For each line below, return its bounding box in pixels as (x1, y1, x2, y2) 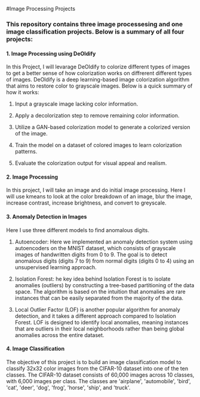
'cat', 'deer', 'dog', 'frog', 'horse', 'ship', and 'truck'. (6, 384, 131, 391)
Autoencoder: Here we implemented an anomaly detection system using (14, 238, 193, 245)
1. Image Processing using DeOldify (6, 50, 96, 57)
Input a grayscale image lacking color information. (14, 100, 139, 107)
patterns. (14, 148, 38, 155)
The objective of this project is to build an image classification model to (6, 358, 181, 365)
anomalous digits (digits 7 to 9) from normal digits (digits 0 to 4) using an (14, 257, 194, 264)
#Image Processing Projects (6, 5, 76, 12)
